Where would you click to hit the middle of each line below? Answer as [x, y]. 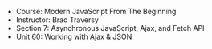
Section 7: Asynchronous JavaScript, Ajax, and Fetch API [110, 28]
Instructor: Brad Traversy [57, 20]
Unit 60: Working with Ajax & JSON [74, 36]
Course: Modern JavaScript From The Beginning [96, 11]
